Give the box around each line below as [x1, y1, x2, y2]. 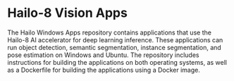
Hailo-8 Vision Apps [7, 5, 128, 21]
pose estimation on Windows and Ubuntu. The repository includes [7, 51, 199, 59]
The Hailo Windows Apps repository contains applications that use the [7, 28, 211, 37]
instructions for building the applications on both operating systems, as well [7, 58, 228, 66]
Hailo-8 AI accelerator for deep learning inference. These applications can [7, 35, 223, 44]
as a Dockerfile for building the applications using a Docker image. [7, 66, 201, 74]
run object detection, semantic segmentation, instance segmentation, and [7, 43, 222, 51]
